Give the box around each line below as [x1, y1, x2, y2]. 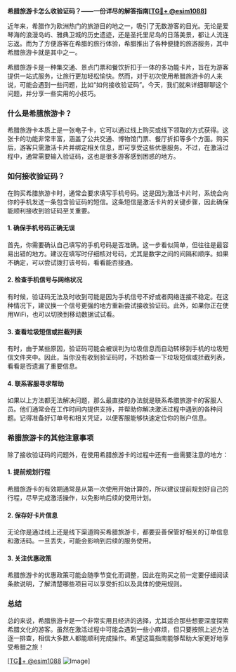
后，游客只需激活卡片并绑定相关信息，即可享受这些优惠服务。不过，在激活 [7, 143, 223, 152]
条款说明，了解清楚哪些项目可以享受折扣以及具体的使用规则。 [7, 579, 186, 588]
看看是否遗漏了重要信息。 [7, 362, 81, 371]
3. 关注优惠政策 [7, 554, 52, 562]
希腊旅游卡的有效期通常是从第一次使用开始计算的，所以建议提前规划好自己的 [7, 485, 229, 493]
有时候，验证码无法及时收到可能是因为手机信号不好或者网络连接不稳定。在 [7, 293, 223, 301]
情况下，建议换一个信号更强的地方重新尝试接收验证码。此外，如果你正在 [13, 301, 223, 310]
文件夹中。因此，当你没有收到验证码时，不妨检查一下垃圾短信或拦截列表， [13, 353, 229, 362]
